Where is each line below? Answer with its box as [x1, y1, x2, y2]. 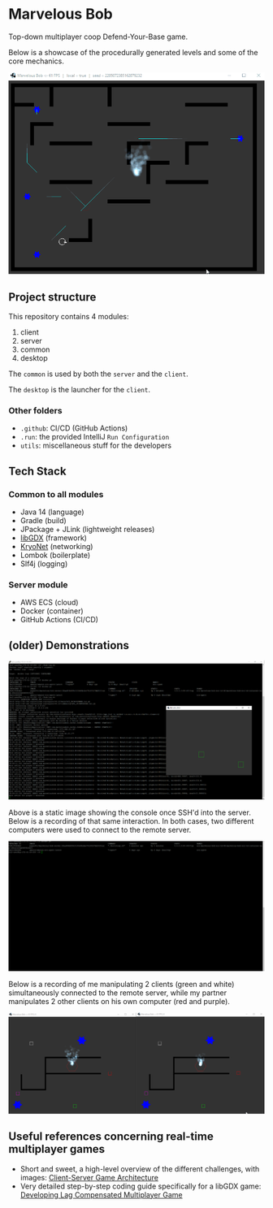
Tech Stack [8, 464, 67, 478]
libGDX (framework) [19, 533, 88, 543]
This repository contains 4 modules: [8, 311, 129, 321]
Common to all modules [8, 488, 104, 500]
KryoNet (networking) [19, 541, 93, 551]
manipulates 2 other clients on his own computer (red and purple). [8, 997, 230, 1007]
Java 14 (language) [19, 507, 84, 517]
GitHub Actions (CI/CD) [19, 615, 99, 625]
